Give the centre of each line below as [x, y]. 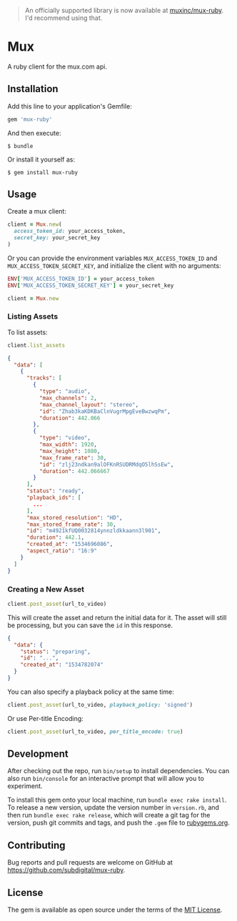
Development [38, 754]
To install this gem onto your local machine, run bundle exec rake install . [117, 800]
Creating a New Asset [46, 589]
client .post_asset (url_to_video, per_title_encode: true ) [95, 732]
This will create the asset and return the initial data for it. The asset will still [117, 617]
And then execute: [34, 133]
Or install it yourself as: [41, 159]
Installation [33, 89]
